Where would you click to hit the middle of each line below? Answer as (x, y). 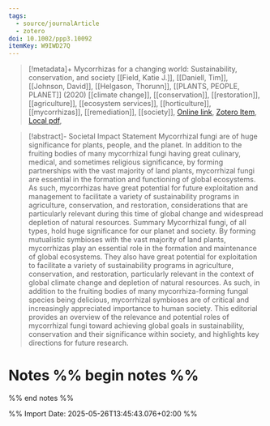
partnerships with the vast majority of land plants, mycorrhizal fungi (141, 171)
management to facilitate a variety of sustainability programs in (133, 197)
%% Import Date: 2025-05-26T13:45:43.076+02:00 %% (103, 414)
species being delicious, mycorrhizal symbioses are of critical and (139, 300)
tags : (17, 16)
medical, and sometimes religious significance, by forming (126, 162)
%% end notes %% (41, 398)
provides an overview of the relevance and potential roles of (129, 317)
